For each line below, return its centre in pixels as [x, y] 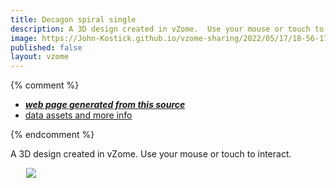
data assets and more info [78, 115]
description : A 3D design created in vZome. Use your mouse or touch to [167, 29]
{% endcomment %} [52, 135]
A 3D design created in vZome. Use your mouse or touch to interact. [151, 154]
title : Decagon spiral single [73, 19]
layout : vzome [40, 57]
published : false [46, 47]
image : [24, 38]
